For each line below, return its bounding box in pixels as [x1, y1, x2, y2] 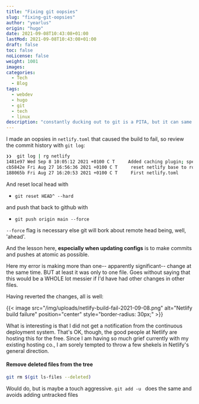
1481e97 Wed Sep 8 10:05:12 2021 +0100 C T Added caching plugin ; [6, 159, 184, 165]
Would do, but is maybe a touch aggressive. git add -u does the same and [6, 384, 192, 392]
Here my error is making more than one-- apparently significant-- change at [6, 262, 191, 269]
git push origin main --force [14, 216, 90, 222]
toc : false [6, 48, 33, 53]
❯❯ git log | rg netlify [6, 153, 70, 159]
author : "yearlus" [6, 20, 52, 26]
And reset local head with [6, 181, 69, 188]
